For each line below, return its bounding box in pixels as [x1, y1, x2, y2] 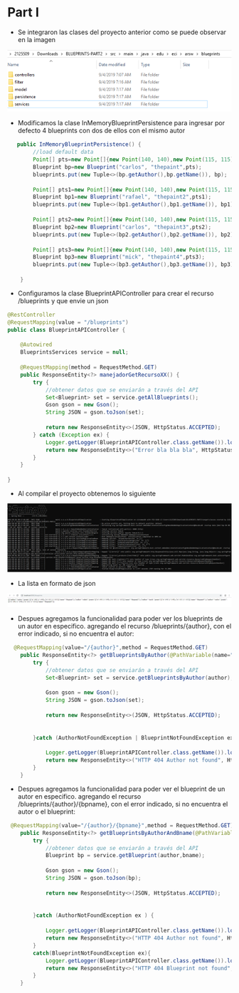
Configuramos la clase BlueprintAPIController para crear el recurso [17, 289, 214, 298]
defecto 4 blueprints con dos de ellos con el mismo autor [17, 126, 186, 135]
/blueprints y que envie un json [17, 296, 109, 305]
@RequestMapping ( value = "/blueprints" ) [7, 318, 129, 326]
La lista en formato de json [17, 579, 96, 587]
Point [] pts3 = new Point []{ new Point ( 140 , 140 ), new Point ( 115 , [33, 246, 221, 253]
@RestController [7, 311, 55, 318]
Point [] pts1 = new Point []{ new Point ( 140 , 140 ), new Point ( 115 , [33, 186, 221, 193]
